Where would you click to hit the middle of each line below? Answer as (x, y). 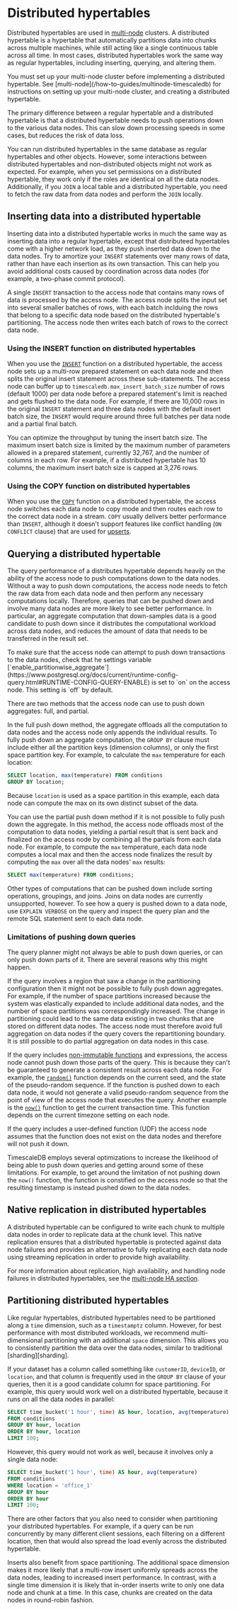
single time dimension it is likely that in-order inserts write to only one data (116, 1585)
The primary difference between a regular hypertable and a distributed (110, 113)
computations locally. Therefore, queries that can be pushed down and (111, 601)
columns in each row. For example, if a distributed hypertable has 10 (107, 460)
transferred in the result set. (48, 639)
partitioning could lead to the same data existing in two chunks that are (111, 1019)
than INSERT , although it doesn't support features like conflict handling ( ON (114, 524)
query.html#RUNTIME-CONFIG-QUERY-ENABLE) (79, 683)
